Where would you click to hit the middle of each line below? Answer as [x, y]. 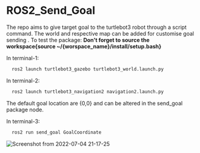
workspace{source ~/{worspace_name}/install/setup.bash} [84, 46]
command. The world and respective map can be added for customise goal [100, 33]
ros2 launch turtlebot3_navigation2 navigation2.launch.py [88, 92]
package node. [25, 110]
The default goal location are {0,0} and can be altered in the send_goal [95, 103]
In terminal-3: [23, 121]
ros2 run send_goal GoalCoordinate [57, 132]
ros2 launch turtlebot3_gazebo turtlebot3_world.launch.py [88, 69]
